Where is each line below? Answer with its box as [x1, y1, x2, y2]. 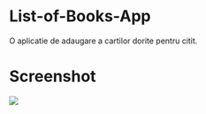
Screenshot [9, 66, 96, 87]
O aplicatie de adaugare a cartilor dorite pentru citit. [9, 35, 198, 46]
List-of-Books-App [9, 6, 151, 27]
